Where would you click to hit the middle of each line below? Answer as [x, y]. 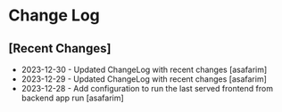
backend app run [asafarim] [72, 98]
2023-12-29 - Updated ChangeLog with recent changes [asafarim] [144, 79]
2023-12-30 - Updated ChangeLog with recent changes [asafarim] [144, 69]
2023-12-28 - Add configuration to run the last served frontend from [147, 88]
